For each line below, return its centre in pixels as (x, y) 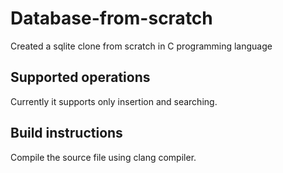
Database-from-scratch (111, 18)
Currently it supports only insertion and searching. (114, 101)
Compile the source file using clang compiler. (103, 157)
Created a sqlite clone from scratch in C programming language (141, 46)
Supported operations (80, 77)
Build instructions (66, 133)
